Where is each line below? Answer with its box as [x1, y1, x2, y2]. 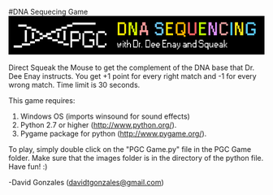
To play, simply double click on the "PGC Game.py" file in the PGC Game [8, 144, 252, 154]
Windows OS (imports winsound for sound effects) [19, 111, 191, 121]
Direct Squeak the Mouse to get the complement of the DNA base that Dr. [8, 63, 255, 72]
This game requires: [8, 95, 76, 105]
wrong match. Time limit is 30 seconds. [8, 80, 141, 89]
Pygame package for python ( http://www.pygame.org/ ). [19, 128, 207, 138]
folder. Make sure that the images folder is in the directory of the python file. [8, 153, 264, 162]
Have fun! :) [8, 162, 48, 171]
